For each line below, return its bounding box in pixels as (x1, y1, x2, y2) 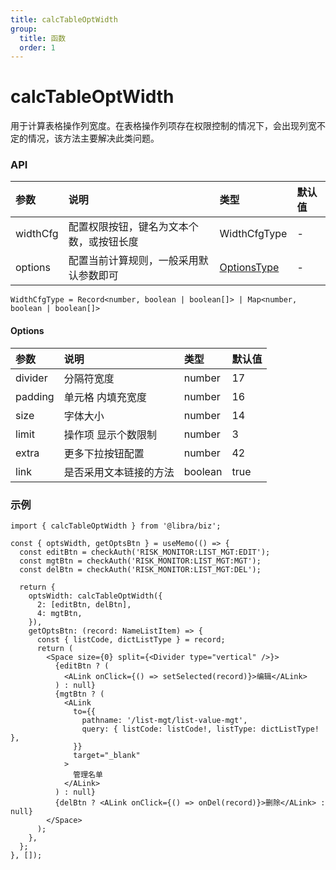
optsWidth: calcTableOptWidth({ (28, 591, 163, 601)
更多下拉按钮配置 (63, 446, 145, 460)
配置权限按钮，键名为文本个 (68, 220, 199, 234)
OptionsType (219, 261, 280, 275)
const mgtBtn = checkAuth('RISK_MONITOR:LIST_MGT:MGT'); (19, 556, 262, 566)
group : (10, 24, 38, 34)
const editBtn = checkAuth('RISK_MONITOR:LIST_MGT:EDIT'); (19, 547, 271, 557)
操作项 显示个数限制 (63, 427, 157, 441)
